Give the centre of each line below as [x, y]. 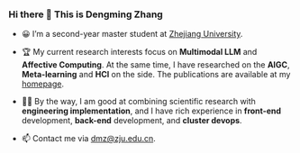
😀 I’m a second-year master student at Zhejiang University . [132, 34]
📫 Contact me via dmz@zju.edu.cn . [89, 139]
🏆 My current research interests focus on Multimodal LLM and [139, 52]
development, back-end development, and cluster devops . [132, 121]
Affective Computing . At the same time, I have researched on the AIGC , [155, 65]
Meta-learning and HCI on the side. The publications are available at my [156, 75]
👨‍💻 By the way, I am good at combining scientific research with [138, 102]
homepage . [43, 84]
